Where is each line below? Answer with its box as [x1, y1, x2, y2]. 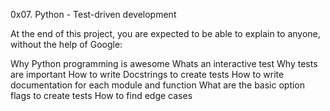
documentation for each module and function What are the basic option [10, 79, 306, 91]
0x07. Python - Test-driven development [10, 9, 177, 20]
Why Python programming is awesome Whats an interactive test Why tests [10, 58, 318, 69]
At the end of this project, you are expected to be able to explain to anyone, [10, 28, 321, 39]
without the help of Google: [10, 39, 123, 50]
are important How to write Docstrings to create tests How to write [10, 69, 285, 80]
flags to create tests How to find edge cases [10, 90, 193, 101]
